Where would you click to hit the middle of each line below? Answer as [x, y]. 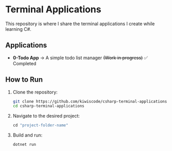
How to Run [24, 80]
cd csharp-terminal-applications [49, 106]
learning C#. [18, 29]
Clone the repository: [35, 92]
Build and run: [27, 135]
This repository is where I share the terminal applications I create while [80, 24]
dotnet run [24, 145]
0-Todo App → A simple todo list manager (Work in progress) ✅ [80, 58]
